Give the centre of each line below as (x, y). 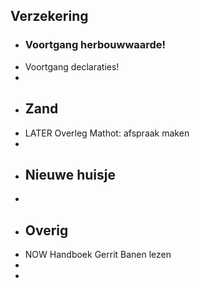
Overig (46, 230)
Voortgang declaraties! (72, 66)
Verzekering (49, 16)
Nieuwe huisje (70, 174)
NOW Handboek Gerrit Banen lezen (98, 255)
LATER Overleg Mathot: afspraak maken (107, 133)
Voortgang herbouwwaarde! (95, 45)
